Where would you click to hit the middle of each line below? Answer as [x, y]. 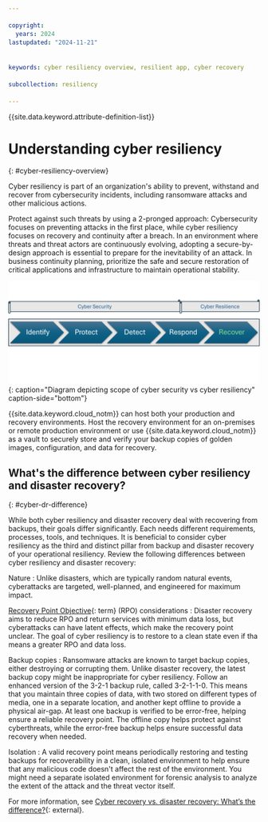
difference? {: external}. [46, 810]
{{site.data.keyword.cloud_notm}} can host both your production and [122, 414]
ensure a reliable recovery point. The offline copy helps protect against [125, 719]
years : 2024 [35, 34]
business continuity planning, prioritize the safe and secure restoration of [129, 261]
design [20, 253]
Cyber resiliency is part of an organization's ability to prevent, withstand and [134, 186]
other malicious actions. [47, 203]
